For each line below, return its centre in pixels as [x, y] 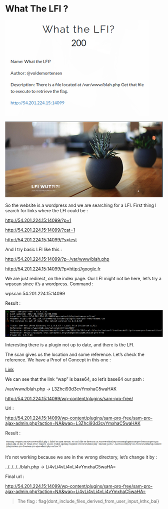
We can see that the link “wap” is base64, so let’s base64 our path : [75, 379]
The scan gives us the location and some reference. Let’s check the [75, 355]
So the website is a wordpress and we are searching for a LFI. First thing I [81, 205]
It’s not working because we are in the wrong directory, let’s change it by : [81, 457]
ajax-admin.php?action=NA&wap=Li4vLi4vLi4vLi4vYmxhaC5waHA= [75, 491]
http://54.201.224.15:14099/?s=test [41, 240]
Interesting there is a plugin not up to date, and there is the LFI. [70, 345]
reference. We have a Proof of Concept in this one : [58, 360]
